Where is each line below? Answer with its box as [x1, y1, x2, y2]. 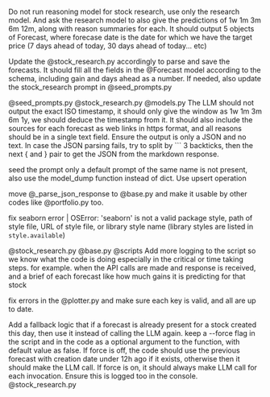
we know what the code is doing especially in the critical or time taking [8, 254, 244, 264]
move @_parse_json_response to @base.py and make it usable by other [8, 189, 247, 198]
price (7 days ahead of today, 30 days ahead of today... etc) [8, 41, 207, 51]
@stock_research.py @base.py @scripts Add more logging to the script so [8, 246, 256, 255]
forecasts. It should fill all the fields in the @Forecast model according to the [8, 65, 261, 75]
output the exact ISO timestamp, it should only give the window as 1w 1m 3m [8, 106, 262, 116]
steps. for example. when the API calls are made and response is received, [8, 263, 256, 272]
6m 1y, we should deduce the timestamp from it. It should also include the [8, 115, 253, 124]
